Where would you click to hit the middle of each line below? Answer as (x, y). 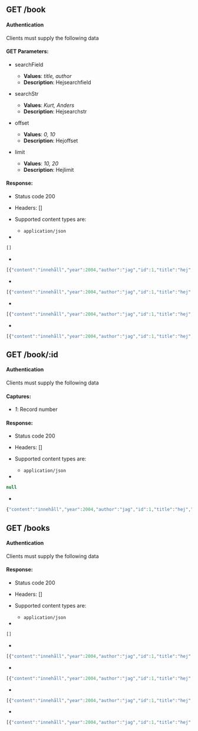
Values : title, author (47, 76)
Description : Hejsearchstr (55, 111)
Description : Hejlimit (49, 169)
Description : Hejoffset (51, 141)
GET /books (28, 528)
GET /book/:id (32, 355)
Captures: (19, 396)
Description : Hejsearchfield (57, 82)
